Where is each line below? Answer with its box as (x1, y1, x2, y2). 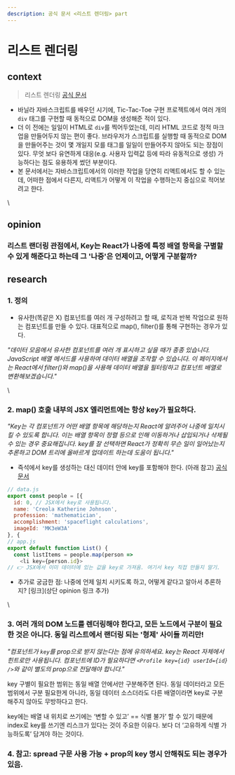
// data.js (7, 485, 39, 493)
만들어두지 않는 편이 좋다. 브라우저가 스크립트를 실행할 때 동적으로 (30, 131, 210, 140)
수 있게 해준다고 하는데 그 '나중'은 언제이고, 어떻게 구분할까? (7, 251, 198, 261)
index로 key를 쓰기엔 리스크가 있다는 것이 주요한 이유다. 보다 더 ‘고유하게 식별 (7, 720, 220, 729)
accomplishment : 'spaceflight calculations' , (13, 518, 149, 526)
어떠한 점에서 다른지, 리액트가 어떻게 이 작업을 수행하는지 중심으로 (27, 175, 207, 184)
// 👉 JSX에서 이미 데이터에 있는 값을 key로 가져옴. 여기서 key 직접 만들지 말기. (7, 564, 221, 572)
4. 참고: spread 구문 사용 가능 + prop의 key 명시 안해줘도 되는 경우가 (7, 748, 227, 758)
